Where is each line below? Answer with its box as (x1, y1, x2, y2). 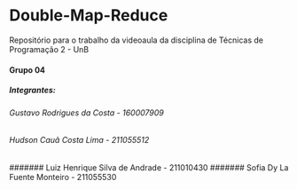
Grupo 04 (9, 64, 46, 75)
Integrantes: (9, 85, 56, 96)
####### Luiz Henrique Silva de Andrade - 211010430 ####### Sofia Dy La (9, 161, 289, 173)
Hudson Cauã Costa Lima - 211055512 (9, 135, 150, 146)
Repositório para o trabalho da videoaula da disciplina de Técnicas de (9, 35, 264, 45)
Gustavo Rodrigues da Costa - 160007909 (9, 107, 164, 118)
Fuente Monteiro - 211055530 (9, 171, 117, 182)
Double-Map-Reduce (9, 5, 168, 26)
